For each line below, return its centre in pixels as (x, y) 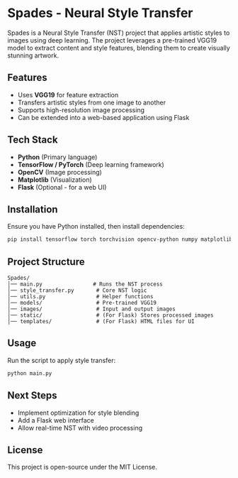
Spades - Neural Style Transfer (100, 13)
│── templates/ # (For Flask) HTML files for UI (101, 322)
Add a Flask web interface (56, 420)
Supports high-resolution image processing (81, 110)
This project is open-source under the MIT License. (83, 467)
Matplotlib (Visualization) (55, 180)
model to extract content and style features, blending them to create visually (119, 48)
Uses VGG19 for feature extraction (68, 94)
